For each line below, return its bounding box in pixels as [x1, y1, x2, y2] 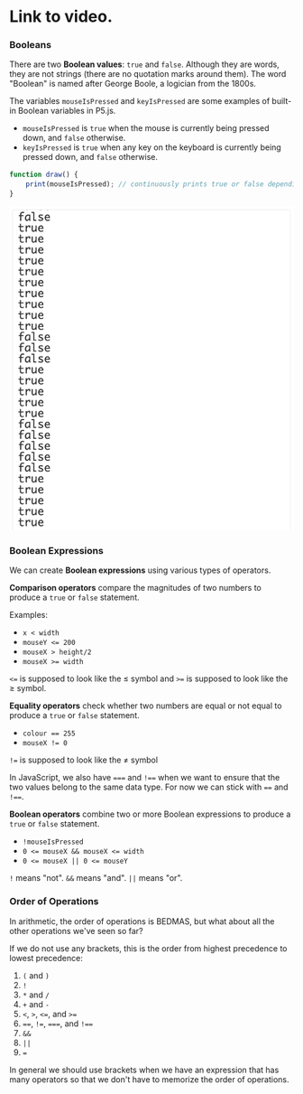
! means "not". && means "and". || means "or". [9, 873, 183, 884]
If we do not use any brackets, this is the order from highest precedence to [9, 942, 288, 954]
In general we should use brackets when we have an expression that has [9, 1064, 280, 1075]
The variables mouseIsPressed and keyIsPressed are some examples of [9, 96, 271, 107]
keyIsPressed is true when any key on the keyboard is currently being [22, 142, 281, 153]
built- [271, 96, 292, 107]
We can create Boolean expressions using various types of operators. [9, 565, 271, 575]
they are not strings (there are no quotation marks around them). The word [9, 69, 287, 79]
